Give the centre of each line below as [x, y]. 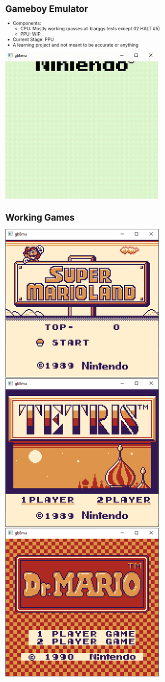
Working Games [40, 218]
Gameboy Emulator [47, 9]
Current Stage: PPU [33, 39]
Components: [27, 23]
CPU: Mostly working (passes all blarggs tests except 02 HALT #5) [90, 28]
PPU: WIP [30, 34]
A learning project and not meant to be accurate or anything [75, 45]
